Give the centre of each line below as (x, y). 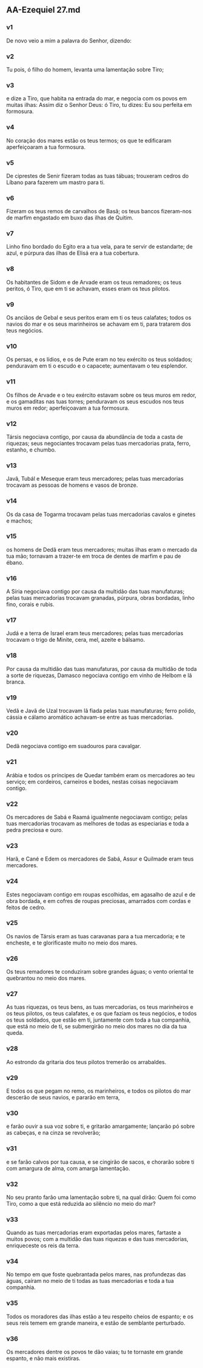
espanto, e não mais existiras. (43, 1358)
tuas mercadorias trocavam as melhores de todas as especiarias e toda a (98, 823)
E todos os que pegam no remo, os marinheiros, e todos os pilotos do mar (98, 1091)
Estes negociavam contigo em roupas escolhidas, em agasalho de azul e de (101, 894)
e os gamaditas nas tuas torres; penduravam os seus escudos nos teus (95, 401)
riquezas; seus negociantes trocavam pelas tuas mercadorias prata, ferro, (98, 443)
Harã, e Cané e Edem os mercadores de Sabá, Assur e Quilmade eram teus (100, 859)
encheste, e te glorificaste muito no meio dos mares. (72, 943)
